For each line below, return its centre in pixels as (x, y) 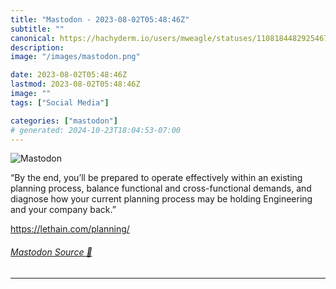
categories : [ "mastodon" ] (64, 121)
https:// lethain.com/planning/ (70, 229)
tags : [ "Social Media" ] (60, 102)
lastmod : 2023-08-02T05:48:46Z (75, 84)
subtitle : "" (37, 29)
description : (37, 47)
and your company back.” (63, 210)
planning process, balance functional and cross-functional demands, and (161, 188)
